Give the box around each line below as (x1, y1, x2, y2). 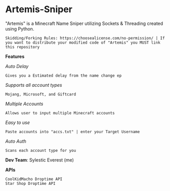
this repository (5, 44, 40, 49)
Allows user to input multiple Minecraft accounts (5, 110, 115, 115)
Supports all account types (5, 82, 63, 88)
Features (5, 53, 24, 59)
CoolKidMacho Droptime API (5, 176, 63, 181)
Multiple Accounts (5, 101, 43, 107)
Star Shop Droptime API (5, 181, 56, 186)
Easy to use (5, 119, 30, 125)
